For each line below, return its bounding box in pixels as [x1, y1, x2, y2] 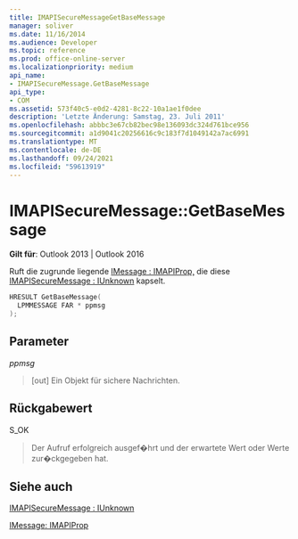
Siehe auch [9, 478, 73, 494]
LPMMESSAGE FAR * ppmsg [17, 301, 105, 310]
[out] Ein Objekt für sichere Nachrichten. [30, 375, 180, 386]
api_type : [9, 87, 46, 96]
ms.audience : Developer [9, 37, 98, 47]
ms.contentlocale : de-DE [9, 145, 102, 154]
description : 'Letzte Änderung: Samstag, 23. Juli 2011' [9, 112, 226, 121]
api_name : [9, 71, 46, 80]
